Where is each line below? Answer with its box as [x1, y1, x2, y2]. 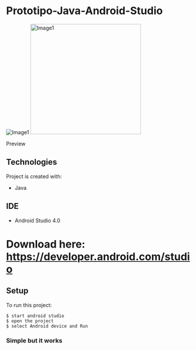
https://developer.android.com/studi [6, 250, 190, 263]
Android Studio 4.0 [14, 216, 61, 224]
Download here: [6, 237, 85, 251]
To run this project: [6, 301, 52, 308]
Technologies [6, 157, 58, 167]
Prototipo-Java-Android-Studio [6, 4, 163, 18]
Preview [6, 140, 26, 147]
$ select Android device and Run [6, 323, 88, 329]
